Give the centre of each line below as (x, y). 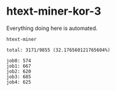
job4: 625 (19, 82)
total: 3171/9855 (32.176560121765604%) (59, 50)
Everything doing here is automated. (52, 28)
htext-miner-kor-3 (54, 11)
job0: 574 (19, 60)
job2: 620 (19, 71)
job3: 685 (19, 77)
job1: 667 (19, 66)
